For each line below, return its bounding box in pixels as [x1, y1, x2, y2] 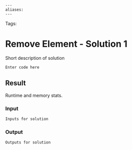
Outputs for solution [5, 140, 51, 145]
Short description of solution [5, 55, 65, 61]
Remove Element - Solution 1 [5, 39, 127, 50]
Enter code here [5, 64, 39, 70]
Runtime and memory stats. [5, 92, 63, 98]
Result [5, 79, 26, 88]
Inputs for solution [5, 116, 49, 122]
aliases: [5, 7, 24, 12]
